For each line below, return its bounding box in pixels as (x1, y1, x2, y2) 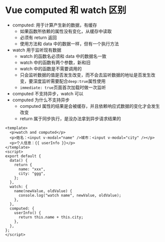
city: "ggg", (18, 171, 46, 176)
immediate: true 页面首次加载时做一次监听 (19, 84, 106, 90)
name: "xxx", (18, 167, 46, 172)
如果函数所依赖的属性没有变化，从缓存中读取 (19, 28, 112, 34)
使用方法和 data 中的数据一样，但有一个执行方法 (19, 40, 119, 46)
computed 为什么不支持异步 (12, 97, 70, 103)
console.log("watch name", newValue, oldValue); (18, 193, 122, 198)
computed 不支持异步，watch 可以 (12, 90, 84, 96)
